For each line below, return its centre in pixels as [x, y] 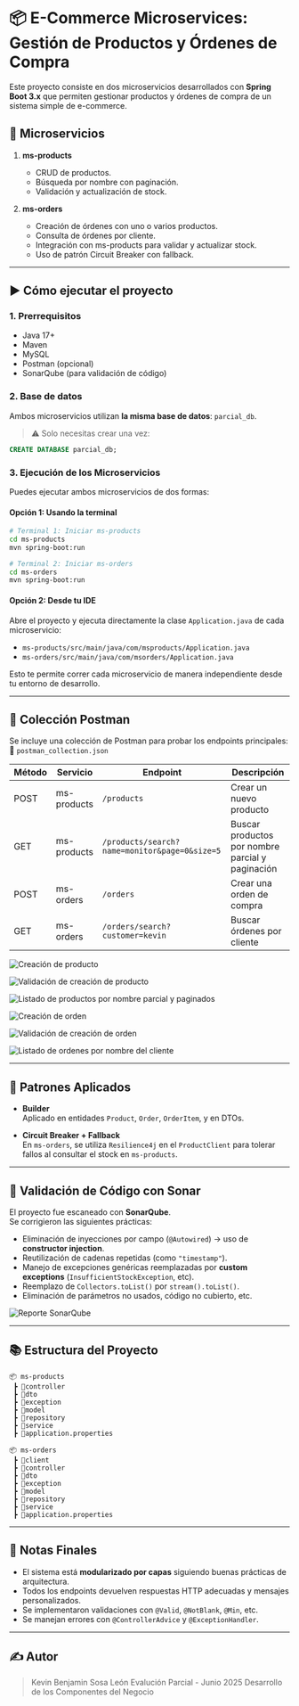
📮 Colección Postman [70, 719]
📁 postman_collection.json [59, 750]
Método [30, 773]
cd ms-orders [33, 572]
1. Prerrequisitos [45, 316]
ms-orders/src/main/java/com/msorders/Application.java [128, 657]
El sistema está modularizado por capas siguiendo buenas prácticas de [154, 1571]
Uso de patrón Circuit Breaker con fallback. [114, 254]
